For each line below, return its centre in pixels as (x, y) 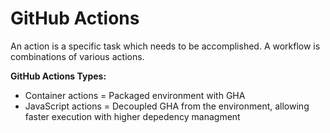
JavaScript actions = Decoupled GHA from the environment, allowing (167, 106)
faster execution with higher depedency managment (132, 116)
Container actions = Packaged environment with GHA (135, 95)
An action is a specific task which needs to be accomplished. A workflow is (165, 46)
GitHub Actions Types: (58, 76)
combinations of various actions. (77, 56)
